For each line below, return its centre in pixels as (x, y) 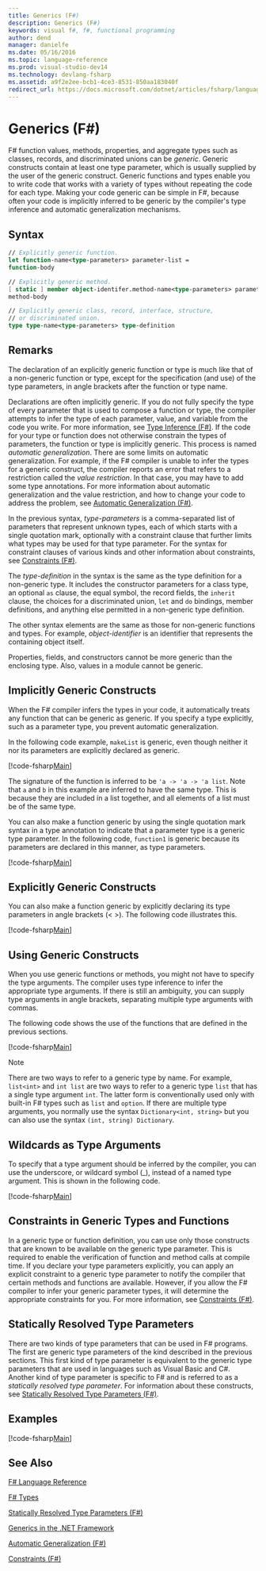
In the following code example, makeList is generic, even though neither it (128, 742)
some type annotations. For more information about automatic (109, 486)
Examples (33, 1419)
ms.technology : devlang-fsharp (60, 75)
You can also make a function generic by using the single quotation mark (127, 821)
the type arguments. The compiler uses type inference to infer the (116, 983)
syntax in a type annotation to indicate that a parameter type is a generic (127, 830)
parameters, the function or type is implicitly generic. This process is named (133, 444)
